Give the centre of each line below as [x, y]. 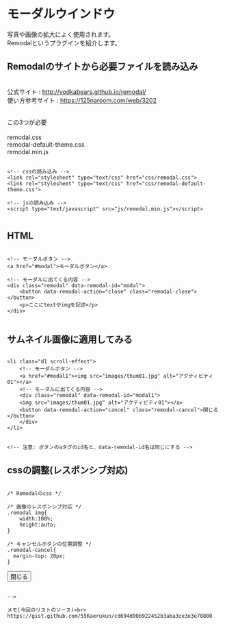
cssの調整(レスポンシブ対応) [68, 470]
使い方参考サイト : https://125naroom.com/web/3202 [82, 100]
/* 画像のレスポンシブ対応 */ [44, 507]
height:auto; [38, 525]
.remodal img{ [27, 513]
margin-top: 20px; [40, 556]
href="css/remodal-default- [166, 183]
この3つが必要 [27, 122]
